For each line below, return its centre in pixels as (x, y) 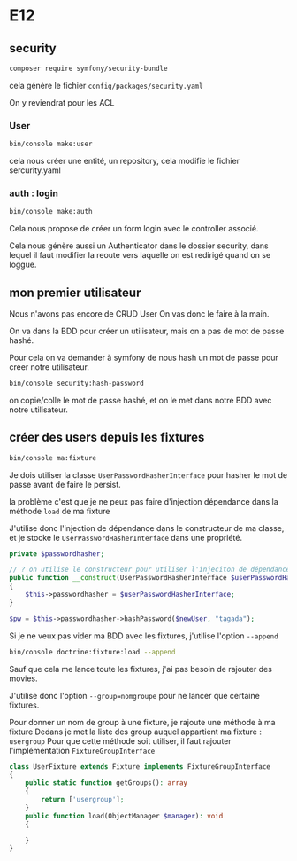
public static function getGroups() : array (107, 783)
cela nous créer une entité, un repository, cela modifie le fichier (125, 161)
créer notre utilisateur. (49, 367)
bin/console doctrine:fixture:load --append (92, 652)
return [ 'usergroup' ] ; (83, 800)
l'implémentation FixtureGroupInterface (82, 750)
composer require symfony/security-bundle (88, 68)
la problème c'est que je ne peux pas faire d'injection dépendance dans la (144, 501)
